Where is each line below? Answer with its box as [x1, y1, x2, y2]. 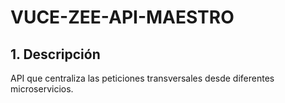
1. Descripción [10, 46, 101, 63]
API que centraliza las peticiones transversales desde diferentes [10, 72, 275, 84]
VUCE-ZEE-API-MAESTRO [10, 6, 235, 29]
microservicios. [10, 83, 74, 95]
